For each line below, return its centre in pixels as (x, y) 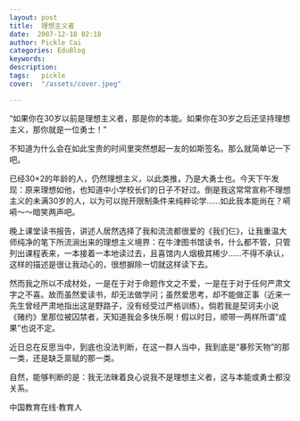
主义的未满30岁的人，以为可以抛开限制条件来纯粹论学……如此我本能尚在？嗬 (150, 201)
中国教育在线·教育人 (46, 407)
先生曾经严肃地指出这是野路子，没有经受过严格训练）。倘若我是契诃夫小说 (144, 305)
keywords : (28, 59)
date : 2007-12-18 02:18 (55, 34)
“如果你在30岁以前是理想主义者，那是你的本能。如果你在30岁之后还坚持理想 (150, 118)
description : (33, 68)
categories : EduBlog (48, 51)
